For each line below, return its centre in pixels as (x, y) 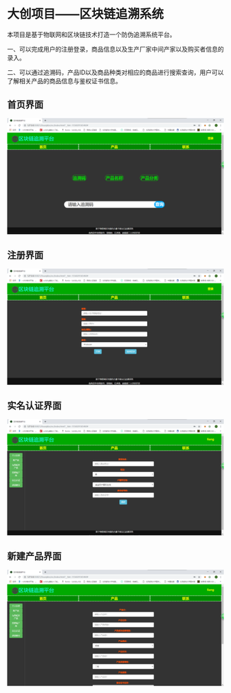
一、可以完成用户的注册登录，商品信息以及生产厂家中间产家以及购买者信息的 (115, 49)
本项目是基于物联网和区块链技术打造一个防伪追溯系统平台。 (91, 34)
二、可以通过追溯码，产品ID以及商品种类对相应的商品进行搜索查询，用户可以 (115, 72)
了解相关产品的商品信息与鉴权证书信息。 (64, 81)
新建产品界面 (34, 556)
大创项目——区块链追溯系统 (86, 14)
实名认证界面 (34, 406)
